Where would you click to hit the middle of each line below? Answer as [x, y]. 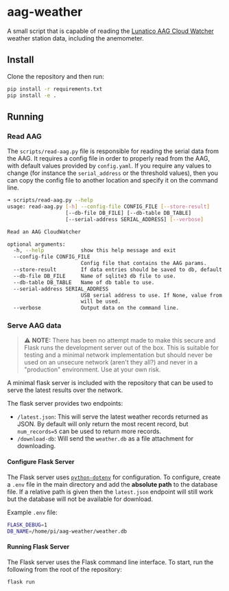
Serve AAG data [34, 325]
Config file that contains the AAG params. [144, 264]
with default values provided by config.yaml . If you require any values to [109, 166]
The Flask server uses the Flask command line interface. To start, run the [110, 562]
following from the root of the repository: [64, 569]
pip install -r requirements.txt [55, 89]
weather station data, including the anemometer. [75, 38]
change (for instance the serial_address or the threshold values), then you [112, 173]
